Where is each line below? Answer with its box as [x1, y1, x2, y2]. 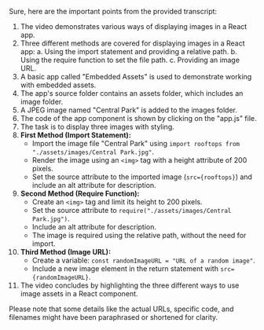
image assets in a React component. [20, 289, 138, 298]
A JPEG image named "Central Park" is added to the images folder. [20, 105, 238, 115]
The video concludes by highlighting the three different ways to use [20, 280, 240, 290]
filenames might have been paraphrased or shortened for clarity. [9, 313, 218, 321]
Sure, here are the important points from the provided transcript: [9, 7, 218, 16]
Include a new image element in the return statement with [31, 264, 219, 273]
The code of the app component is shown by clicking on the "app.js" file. [20, 114, 258, 123]
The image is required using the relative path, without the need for [31, 231, 247, 240]
